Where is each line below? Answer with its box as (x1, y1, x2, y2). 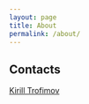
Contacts (9, 62, 62, 77)
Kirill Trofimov (9, 85, 60, 96)
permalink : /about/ (9, 29, 81, 38)
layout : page (9, 12, 57, 22)
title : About (9, 21, 57, 30)
